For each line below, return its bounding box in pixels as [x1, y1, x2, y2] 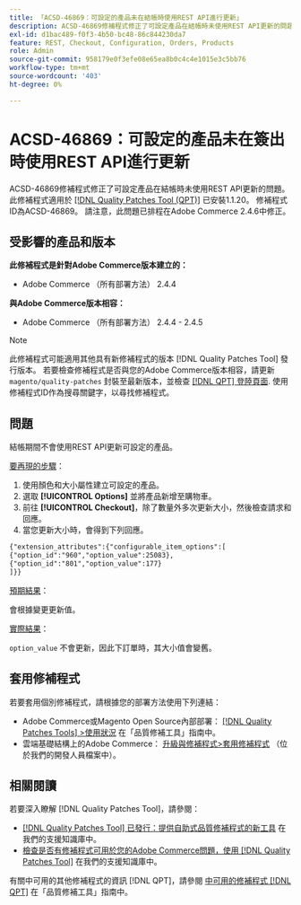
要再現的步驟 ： [9, 461, 64, 471]
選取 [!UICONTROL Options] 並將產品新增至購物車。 [21, 491, 217, 502]
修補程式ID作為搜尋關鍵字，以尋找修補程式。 [9, 387, 175, 398]
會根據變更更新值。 [9, 603, 81, 615]
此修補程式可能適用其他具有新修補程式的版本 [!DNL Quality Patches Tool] [9, 354, 279, 365]
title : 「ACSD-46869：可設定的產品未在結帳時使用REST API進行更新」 [9, 13, 244, 22]
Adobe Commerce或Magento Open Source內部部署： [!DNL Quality [21, 716, 272, 726]
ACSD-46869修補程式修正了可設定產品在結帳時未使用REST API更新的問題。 [9, 183, 290, 194]
